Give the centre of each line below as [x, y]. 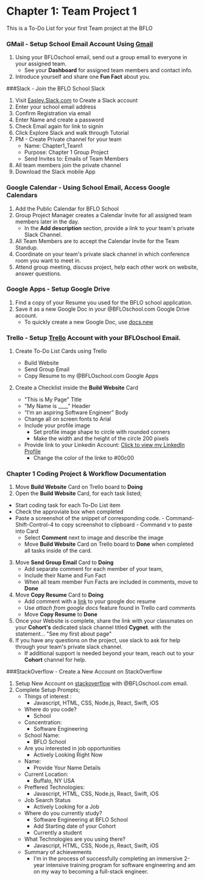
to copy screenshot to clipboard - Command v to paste [124, 525]
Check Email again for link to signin [59, 126]
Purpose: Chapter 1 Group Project [66, 152]
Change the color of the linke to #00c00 [84, 458]
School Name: [42, 735]
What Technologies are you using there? [75, 839]
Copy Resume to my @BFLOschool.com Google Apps [91, 376]
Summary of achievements [58, 852]
